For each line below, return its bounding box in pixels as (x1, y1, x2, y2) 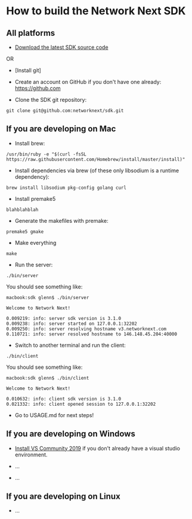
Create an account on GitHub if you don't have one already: (14, 79, 162, 85)
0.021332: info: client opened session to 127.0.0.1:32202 (6, 401, 156, 407)
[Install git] (14, 67, 42, 74)
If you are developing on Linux (6, 492, 120, 502)
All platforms (6, 28, 55, 38)
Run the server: (14, 261, 53, 268)
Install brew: (14, 139, 45, 147)
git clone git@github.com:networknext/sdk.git (6, 108, 124, 114)
